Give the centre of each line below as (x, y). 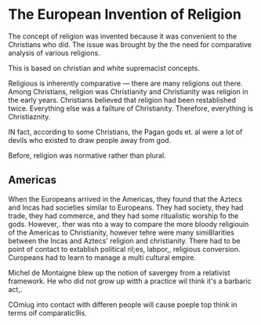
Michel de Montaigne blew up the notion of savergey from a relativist (119, 272)
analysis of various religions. (54, 53)
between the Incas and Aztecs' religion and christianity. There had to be (124, 240)
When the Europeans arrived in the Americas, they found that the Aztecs (125, 199)
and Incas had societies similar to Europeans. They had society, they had (126, 207)
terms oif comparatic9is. (48, 312)
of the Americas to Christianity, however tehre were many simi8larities (121, 232)
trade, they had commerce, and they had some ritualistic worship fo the (123, 215)
